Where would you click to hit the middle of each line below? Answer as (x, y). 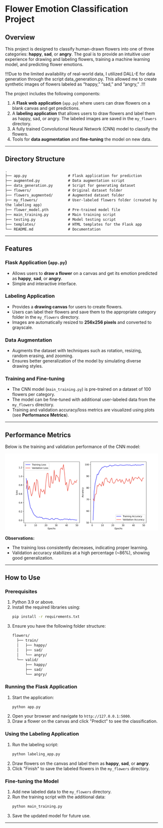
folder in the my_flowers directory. (46, 317)
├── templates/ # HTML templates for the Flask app (73, 224)
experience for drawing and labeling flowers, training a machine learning (78, 59)
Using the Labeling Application (42, 734)
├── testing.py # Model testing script (61, 219)
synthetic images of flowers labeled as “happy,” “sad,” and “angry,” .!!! (75, 84)
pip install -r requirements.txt (46, 617)
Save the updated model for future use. (51, 815)
